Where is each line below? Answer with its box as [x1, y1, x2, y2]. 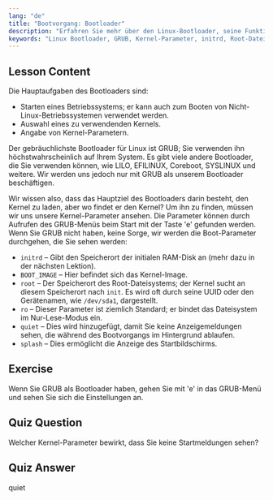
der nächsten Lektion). [19, 261, 96, 271]
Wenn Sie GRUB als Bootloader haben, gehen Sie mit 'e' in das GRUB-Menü [8, 383, 262, 394]
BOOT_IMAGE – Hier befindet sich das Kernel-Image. [19, 269, 188, 280]
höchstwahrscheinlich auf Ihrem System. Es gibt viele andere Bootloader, [8, 152, 253, 162]
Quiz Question [8, 416, 83, 430]
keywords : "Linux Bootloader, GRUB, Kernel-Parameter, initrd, [8, 34, 227, 43]
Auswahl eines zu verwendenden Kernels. [19, 119, 161, 129]
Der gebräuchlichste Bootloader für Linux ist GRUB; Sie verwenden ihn [8, 144, 245, 153]
